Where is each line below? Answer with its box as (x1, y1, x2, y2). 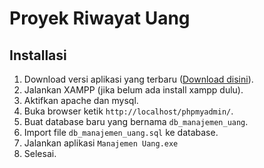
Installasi (9, 47, 67, 64)
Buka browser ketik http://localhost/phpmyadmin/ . (23, 105, 234, 117)
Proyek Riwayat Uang (9, 7, 191, 30)
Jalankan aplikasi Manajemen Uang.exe (23, 137, 179, 149)
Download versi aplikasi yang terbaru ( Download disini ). (23, 73, 254, 85)
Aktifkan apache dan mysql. (23, 95, 139, 106)
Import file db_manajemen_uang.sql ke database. (23, 127, 219, 138)
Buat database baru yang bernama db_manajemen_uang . (23, 116, 249, 127)
